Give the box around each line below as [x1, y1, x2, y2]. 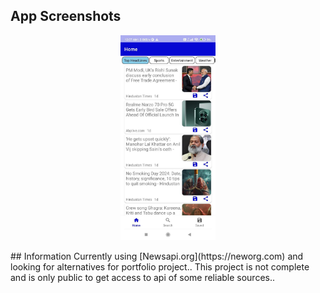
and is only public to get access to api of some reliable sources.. [10, 271, 276, 283]
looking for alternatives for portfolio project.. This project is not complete [10, 260, 310, 273]
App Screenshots [10, 8, 122, 25]
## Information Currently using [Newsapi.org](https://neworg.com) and [10, 250, 304, 262]
